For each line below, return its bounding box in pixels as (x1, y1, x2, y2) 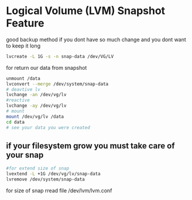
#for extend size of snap (6, 165, 69, 171)
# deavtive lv (6, 86, 41, 92)
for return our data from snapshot (6, 64, 87, 71)
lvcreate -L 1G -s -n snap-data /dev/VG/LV (6, 53, 114, 59)
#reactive (6, 97, 30, 103)
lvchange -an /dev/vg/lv (6, 92, 67, 98)
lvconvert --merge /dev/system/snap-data (6, 81, 109, 87)
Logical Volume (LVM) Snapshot (6, 4, 166, 18)
